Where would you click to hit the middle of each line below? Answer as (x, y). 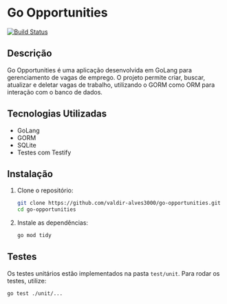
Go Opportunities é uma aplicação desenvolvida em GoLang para (100, 70)
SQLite (26, 145)
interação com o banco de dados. (55, 92)
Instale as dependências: (52, 223)
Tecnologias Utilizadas (57, 114)
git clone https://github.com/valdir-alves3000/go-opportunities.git (119, 203)
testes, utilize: (27, 281)
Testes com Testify (44, 152)
